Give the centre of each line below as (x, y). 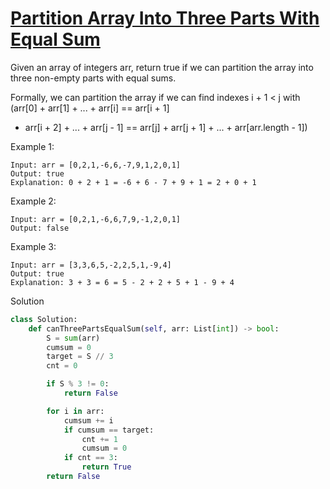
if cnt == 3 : (90, 458)
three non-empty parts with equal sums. (93, 78)
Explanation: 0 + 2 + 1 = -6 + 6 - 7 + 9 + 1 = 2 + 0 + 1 (133, 182)
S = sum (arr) (73, 338)
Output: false (40, 228)
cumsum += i (88, 420)
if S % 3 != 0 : (78, 384)
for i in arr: (75, 411)
